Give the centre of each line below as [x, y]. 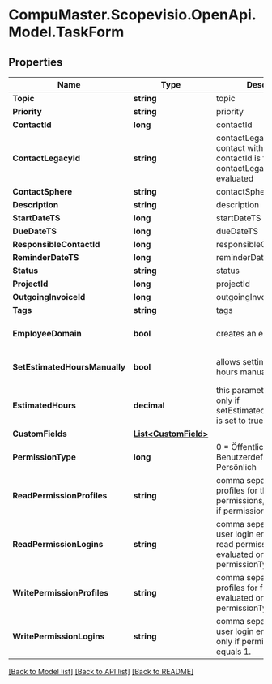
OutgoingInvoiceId [49, 297]
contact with [240, 148]
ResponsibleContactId [56, 244]
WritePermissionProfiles [61, 593]
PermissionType [45, 457]
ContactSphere [42, 192]
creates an [236, 333]
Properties [36, 62]
